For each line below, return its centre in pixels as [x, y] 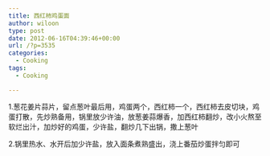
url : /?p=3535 [32, 46]
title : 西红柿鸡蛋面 [39, 16]
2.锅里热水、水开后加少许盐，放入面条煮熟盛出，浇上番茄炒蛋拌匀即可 [124, 144]
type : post [27, 31]
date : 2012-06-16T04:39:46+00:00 [64, 38]
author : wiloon [34, 23]
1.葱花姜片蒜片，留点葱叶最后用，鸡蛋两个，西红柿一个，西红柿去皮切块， [131, 106]
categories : [28, 53]
